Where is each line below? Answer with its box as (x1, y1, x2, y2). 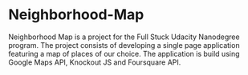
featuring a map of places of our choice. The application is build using (8, 49, 240, 58)
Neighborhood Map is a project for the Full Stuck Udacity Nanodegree (8, 32, 240, 41)
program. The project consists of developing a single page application (8, 40, 240, 49)
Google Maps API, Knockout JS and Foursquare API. (8, 57, 181, 67)
